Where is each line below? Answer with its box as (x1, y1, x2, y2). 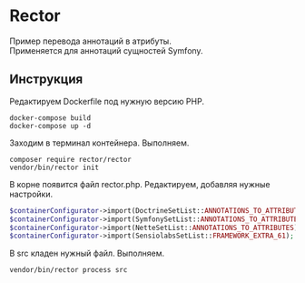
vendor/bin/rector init (9, 163, 100, 172)
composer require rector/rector (9, 155, 132, 164)
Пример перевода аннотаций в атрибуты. (9, 35, 172, 46)
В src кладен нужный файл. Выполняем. (9, 248, 165, 259)
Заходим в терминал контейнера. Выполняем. (9, 137, 190, 148)
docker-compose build (9, 113, 92, 123)
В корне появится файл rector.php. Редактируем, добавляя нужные (9, 178, 271, 189)
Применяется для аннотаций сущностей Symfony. (9, 45, 203, 56)
